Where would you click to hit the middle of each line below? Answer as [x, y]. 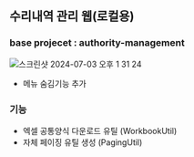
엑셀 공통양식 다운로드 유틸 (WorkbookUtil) [100, 131]
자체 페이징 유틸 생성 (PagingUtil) [82, 142]
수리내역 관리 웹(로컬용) [72, 16]
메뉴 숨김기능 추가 [54, 83]
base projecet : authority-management [97, 43]
